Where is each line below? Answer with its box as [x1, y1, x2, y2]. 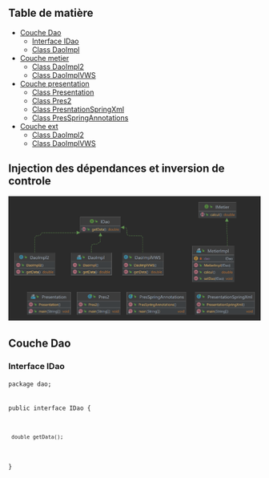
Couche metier [19, 53, 70, 63]
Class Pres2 [31, 95, 72, 105]
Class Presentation [31, 87, 94, 97]
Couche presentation [19, 79, 90, 88]
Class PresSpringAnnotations [31, 112, 129, 123]
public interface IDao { [8, 404, 91, 412]
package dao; [8, 380, 52, 388]
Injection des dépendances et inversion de [8, 162, 225, 176]
